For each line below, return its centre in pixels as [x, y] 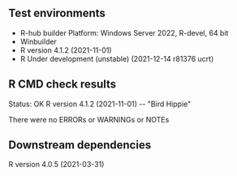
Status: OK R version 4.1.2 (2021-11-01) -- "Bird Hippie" [100, 104]
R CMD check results [62, 84]
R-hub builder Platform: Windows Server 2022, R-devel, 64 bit [124, 32]
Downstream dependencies [80, 145]
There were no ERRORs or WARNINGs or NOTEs [89, 119]
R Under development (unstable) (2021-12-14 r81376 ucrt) [117, 58]
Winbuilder [38, 41]
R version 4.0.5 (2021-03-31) [56, 165]
